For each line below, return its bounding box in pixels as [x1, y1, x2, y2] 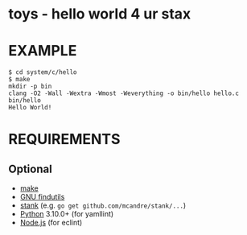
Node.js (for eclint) [19, 218, 83, 228]
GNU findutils [19, 192, 65, 202]
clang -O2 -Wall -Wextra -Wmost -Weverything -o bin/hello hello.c [8, 89, 240, 97]
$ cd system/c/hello [8, 68, 78, 76]
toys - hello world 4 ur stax [8, 5, 191, 23]
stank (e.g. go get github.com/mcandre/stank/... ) [19, 200, 187, 210]
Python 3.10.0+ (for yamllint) [19, 209, 114, 219]
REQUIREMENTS [8, 130, 121, 149]
